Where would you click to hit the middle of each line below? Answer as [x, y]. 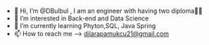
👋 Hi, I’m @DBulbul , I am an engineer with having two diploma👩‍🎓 [108, 11]
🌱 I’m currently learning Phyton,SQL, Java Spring [85, 26]
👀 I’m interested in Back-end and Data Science [81, 18]
